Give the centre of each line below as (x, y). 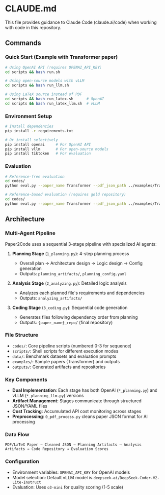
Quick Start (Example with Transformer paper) (61, 57)
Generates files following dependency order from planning (79, 317)
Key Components (26, 380)
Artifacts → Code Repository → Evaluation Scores (57, 449)
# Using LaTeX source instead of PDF (44, 94)
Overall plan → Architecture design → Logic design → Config (81, 263)
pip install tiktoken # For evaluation (48, 153)
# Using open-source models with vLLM (45, 81)
